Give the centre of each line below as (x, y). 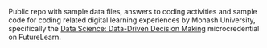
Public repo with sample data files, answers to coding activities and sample (133, 12)
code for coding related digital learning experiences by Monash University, (132, 20)
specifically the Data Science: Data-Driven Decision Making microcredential (134, 28)
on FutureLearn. (35, 37)
